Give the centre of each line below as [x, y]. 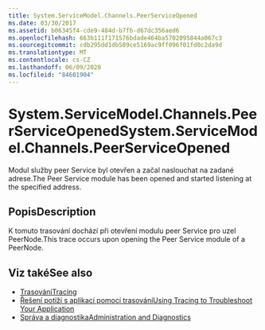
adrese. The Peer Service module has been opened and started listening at [130, 178]
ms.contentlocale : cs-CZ [49, 60]
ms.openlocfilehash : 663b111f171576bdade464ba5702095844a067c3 [115, 38]
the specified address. [45, 187]
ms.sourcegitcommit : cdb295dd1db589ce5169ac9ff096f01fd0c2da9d [115, 45]
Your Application [47, 309]
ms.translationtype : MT [48, 52]
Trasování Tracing [48, 292]
